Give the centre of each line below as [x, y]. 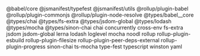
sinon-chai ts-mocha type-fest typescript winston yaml [115, 46]
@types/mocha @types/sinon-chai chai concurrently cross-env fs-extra [95, 27]
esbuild [15, 40]
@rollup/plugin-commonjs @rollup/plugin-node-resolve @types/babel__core [100, 15]
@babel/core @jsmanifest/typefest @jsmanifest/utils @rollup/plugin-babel [97, 9]
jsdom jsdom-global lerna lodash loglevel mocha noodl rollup [81, 34]
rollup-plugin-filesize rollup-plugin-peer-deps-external [92, 40]
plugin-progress [26, 46]
